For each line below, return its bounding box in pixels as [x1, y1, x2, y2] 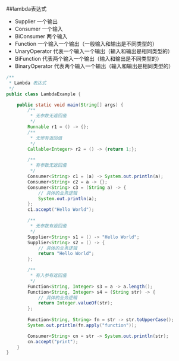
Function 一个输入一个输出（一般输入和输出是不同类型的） [14, 41, 158, 47]
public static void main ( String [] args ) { [17, 102, 124, 108]
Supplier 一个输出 [14, 18, 58, 25]
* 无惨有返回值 [30, 135, 62, 141]
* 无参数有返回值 [30, 223, 67, 229]
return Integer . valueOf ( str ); [37, 300, 113, 306]
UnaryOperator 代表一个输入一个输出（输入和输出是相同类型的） [14, 48, 174, 55]
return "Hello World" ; [37, 251, 95, 257]
